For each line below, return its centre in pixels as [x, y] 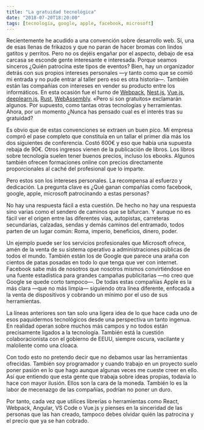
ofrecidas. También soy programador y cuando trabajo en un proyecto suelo [102, 364]
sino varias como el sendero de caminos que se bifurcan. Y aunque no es [98, 212]
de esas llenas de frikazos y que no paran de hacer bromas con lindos [94, 47]
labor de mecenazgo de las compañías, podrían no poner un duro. [89, 390]
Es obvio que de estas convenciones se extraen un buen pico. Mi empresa [100, 130]
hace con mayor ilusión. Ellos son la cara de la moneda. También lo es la [97, 383]
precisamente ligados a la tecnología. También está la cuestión [85, 333]
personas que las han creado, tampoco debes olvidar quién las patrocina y [100, 414]
